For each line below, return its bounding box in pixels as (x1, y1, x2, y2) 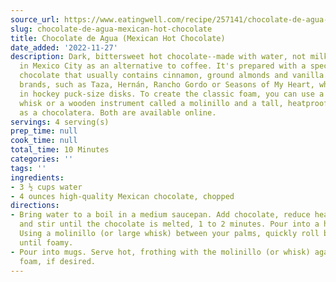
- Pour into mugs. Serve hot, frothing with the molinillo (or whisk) (10, 247, 311, 257)
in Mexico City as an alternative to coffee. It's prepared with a (19, 61, 307, 71)
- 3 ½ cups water (10, 182, 83, 192)
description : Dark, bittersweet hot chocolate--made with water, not (10, 52, 307, 62)
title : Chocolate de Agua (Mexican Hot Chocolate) (10, 33, 226, 43)
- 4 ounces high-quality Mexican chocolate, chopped (10, 191, 235, 201)
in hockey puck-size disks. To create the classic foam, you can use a (19, 89, 325, 99)
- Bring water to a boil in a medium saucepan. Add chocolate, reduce (10, 210, 311, 220)
